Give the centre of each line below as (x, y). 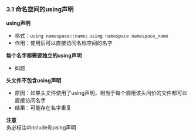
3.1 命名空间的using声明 (40, 9)
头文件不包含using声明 (34, 81)
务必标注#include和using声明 (41, 128)
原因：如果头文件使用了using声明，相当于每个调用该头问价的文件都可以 (101, 93)
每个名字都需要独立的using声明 (44, 56)
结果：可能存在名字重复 (43, 108)
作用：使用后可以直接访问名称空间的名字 (63, 43)
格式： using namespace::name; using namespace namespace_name (91, 36)
